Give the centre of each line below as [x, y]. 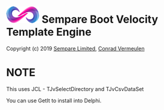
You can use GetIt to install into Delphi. [54, 100]
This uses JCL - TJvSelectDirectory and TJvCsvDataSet [75, 89]
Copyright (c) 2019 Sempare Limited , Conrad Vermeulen [75, 48]
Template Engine [49, 32]
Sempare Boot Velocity [100, 19]
